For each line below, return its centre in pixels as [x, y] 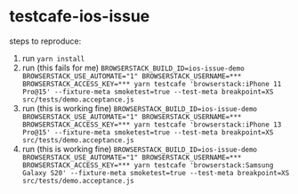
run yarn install [53, 58]
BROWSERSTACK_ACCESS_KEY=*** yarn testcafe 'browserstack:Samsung [148, 165]
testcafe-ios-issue [80, 16]
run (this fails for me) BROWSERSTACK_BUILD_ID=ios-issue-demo [133, 68]
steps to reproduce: [45, 41]
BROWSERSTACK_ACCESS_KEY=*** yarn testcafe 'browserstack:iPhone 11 [152, 84]
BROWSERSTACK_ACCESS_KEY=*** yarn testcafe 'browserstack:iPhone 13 [152, 125]
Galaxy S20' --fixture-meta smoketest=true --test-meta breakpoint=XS [156, 173]
